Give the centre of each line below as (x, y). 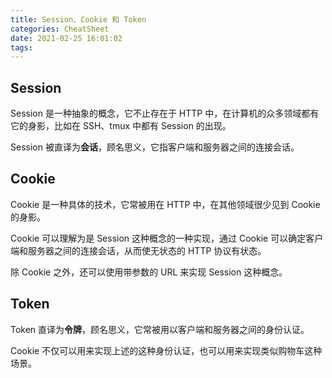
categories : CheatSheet (60, 29)
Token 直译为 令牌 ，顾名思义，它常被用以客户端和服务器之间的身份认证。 (160, 329)
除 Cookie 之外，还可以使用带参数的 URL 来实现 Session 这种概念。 (149, 272)
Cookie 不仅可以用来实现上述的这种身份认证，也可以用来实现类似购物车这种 (166, 350)
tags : (21, 47)
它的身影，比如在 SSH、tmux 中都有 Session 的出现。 (121, 126)
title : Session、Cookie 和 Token (78, 19)
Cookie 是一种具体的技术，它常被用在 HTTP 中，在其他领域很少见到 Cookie (165, 204)
